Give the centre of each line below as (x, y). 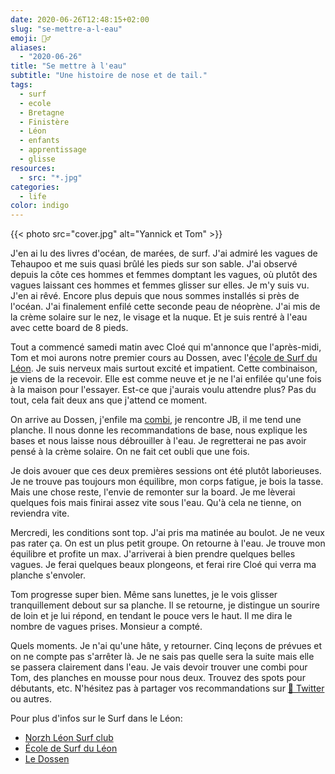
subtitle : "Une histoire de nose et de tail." (109, 76)
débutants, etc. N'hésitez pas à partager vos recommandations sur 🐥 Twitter (167, 688)
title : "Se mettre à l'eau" (69, 66)
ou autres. (31, 699)
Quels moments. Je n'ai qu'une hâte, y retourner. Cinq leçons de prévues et (166, 646)
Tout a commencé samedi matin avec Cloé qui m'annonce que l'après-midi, (166, 347)
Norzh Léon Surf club (69, 738)
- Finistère (44, 122)
